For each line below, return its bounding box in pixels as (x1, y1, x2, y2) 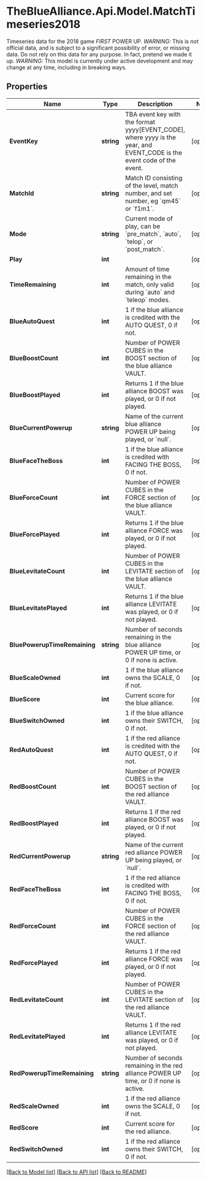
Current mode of (124, 214, 173, 223)
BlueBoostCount (9, 354, 58, 362)
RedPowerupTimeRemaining (9, 1069, 94, 1077)
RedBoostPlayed (9, 819, 59, 827)
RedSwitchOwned (9, 1145, 63, 1153)
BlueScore (9, 695, 40, 703)
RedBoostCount (9, 782, 57, 790)
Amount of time (124, 265, 170, 273)
